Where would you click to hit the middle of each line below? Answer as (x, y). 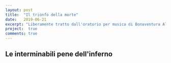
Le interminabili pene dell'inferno (59, 54)
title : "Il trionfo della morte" (42, 15)
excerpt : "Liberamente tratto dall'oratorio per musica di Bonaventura (83, 24)
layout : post (19, 10)
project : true (21, 29)
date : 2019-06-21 (26, 19)
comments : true (21, 34)
